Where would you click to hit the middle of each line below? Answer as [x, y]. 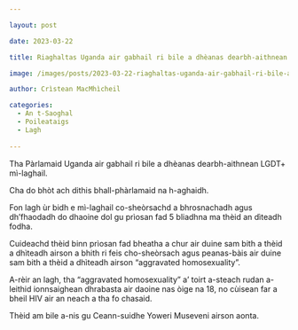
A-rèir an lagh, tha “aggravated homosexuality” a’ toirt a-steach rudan [137, 279]
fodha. [21, 226]
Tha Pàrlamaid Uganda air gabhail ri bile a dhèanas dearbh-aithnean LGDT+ [148, 163]
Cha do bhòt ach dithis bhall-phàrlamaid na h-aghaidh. [109, 190]
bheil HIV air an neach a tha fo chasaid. [81, 298]
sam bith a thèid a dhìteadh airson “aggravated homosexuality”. [125, 262]
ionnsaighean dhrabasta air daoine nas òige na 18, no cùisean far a [155, 288]
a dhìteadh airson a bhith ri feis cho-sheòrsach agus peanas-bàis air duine [145, 253]
